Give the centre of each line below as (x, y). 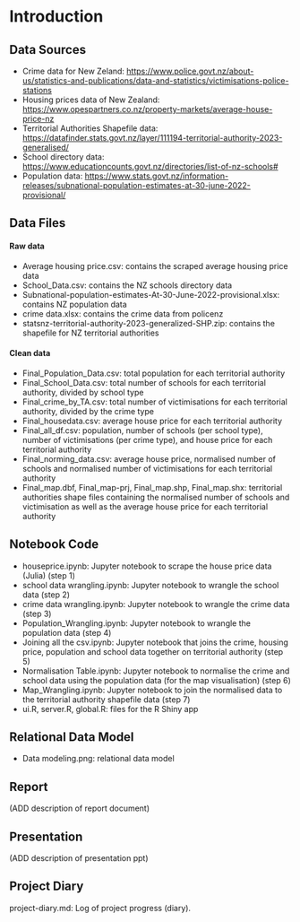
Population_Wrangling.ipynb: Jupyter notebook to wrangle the (136, 623)
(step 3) (37, 613)
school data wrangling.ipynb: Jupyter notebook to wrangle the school (150, 585)
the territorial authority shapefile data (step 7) (106, 699)
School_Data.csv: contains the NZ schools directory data (127, 285)
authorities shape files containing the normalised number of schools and (156, 497)
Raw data (27, 246)
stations (37, 90)
